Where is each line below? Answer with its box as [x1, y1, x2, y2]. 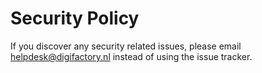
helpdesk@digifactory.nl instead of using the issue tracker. [10, 50, 253, 62]
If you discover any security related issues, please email [10, 40, 242, 52]
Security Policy [10, 7, 140, 30]
